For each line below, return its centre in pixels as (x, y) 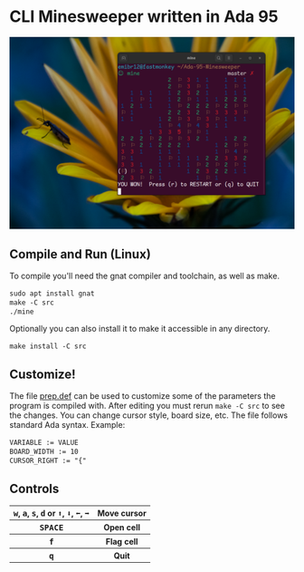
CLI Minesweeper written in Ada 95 (144, 17)
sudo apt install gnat (52, 294)
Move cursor (122, 513)
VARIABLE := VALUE (44, 443)
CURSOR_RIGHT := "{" (48, 461)
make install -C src (48, 346)
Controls (34, 488)
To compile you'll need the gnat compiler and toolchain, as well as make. (145, 276)
